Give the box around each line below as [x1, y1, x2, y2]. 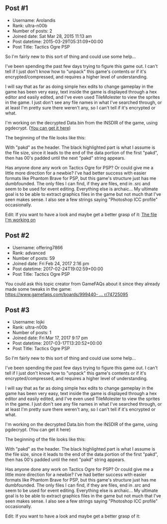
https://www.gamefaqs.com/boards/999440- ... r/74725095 [5, 291, 128, 297]
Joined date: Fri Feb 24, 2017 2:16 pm [12, 260, 89, 266]
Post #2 [5, 231, 30, 240]
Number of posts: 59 [12, 255, 55, 261]
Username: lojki [12, 319, 45, 325]
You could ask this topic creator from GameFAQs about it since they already [5, 281, 160, 287]
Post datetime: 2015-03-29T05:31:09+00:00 [12, 38, 103, 44]
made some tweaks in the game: [5, 286, 72, 292]
